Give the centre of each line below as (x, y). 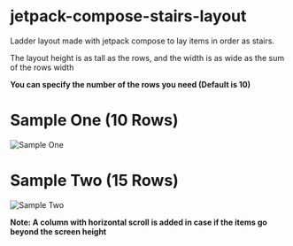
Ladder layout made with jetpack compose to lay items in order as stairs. (143, 41)
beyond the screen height (58, 231)
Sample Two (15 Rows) (95, 181)
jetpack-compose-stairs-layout (128, 16)
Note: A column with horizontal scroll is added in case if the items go (139, 222)
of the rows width (42, 67)
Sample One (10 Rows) (95, 120)
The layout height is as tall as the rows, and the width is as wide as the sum (147, 58)
